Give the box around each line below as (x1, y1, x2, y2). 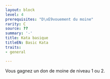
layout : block (5, 7, 35, 13)
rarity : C (5, 21, 26, 27)
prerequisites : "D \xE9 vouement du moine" (5, 17, 94, 22)
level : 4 (5, 12, 24, 17)
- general (5, 49, 26, 54)
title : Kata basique (5, 36, 49, 41)
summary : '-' (5, 31, 33, 36)
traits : (5, 45, 22, 50)
